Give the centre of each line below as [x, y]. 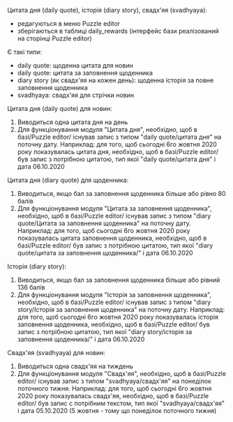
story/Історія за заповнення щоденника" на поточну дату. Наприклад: [121, 309]
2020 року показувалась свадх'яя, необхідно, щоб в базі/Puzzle [113, 396]
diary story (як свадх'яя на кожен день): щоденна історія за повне [115, 80]
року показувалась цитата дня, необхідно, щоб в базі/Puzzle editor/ [118, 152]
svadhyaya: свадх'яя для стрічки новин [76, 95]
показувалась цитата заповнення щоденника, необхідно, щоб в [112, 238]
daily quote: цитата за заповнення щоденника [85, 73]
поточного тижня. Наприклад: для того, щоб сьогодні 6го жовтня [114, 389]
